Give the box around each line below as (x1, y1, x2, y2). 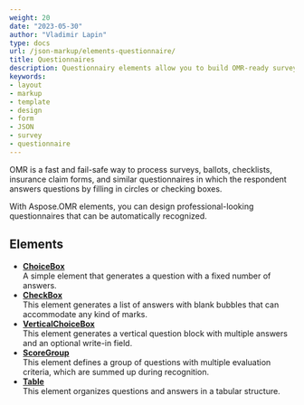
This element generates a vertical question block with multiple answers (22, 327, 288, 339)
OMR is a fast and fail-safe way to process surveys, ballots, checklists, (9, 164, 273, 174)
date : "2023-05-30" (9, 22, 83, 31)
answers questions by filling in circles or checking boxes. (9, 183, 223, 194)
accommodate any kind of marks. (22, 308, 147, 319)
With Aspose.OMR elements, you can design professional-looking (9, 201, 254, 212)
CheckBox (22, 289, 63, 300)
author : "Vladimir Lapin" (9, 30, 107, 39)
